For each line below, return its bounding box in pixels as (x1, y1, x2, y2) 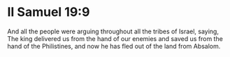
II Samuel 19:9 (7, 4, 90, 20)
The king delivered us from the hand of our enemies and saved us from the (7, 34, 224, 42)
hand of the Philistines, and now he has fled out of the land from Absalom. (7, 42, 221, 50)
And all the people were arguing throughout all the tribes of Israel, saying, (7, 27, 219, 35)
